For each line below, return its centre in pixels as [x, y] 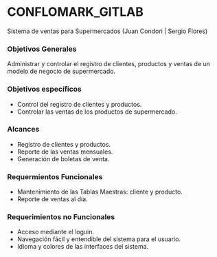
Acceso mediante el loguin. [56, 232]
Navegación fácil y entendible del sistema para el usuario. [99, 239]
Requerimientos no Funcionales [61, 217]
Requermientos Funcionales [55, 176]
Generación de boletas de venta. [63, 158]
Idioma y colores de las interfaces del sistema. [83, 247]
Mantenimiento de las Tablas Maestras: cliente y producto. [100, 192]
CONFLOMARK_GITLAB [76, 12]
